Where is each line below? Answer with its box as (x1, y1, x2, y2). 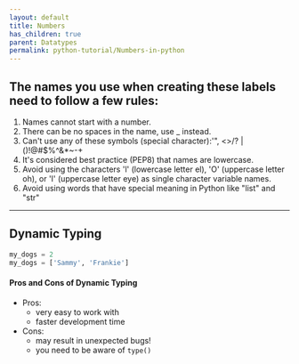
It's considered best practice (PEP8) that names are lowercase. (21, 154, 254, 165)
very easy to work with (35, 306, 120, 317)
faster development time (35, 316, 125, 327)
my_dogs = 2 (9, 250, 53, 259)
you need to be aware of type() (35, 344, 152, 355)
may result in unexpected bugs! (35, 335, 151, 345)
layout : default (9, 12, 69, 22)
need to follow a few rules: (9, 93, 158, 108)
